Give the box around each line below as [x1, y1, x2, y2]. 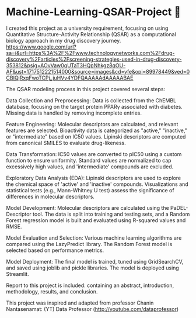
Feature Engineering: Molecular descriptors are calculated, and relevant [6, 120, 178, 127]
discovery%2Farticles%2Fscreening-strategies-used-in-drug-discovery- [6, 56, 182, 63]
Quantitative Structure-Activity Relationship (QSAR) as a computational [6, 30, 176, 37]
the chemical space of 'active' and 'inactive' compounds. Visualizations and [6, 181, 188, 188]
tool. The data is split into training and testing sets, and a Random [33, 210, 190, 217]
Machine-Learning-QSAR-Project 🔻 [6, 5, 181, 19]
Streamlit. [6, 270, 29, 277]
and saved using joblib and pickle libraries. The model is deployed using [6, 264, 179, 271]
